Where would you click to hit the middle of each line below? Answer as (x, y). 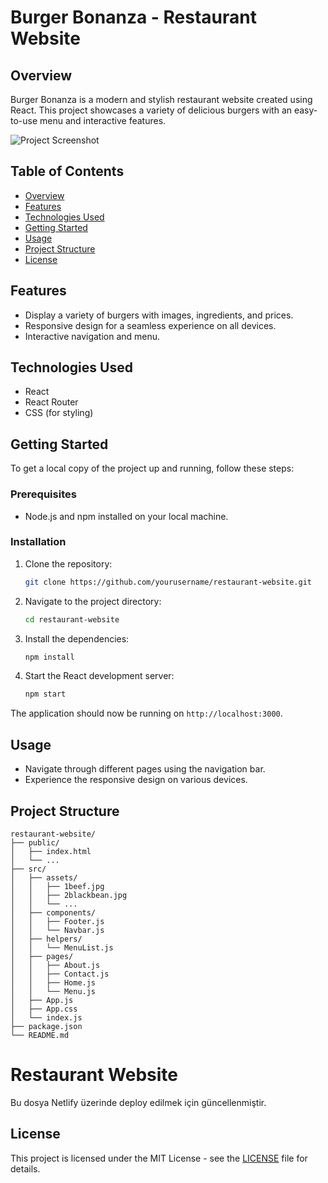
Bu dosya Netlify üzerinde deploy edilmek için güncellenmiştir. (138, 1102)
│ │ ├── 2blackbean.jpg (69, 895)
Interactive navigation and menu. (92, 336)
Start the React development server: (99, 676)
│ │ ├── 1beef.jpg (57, 886)
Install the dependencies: (77, 638)
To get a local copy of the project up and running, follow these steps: (152, 468)
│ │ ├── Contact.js (60, 974)
